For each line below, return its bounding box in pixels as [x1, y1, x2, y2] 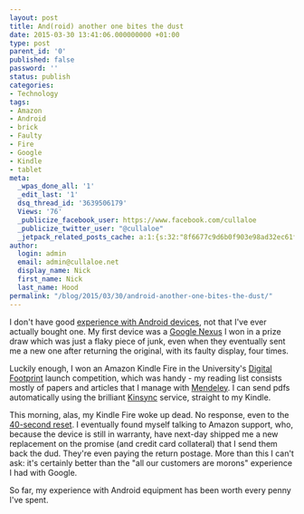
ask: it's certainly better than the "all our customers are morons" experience [9, 457, 292, 468]
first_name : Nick [17, 275, 83, 284]
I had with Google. [9, 467, 78, 478]
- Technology [9, 89, 59, 98]
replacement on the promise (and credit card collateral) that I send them [9, 438, 278, 449]
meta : [9, 173, 30, 182]
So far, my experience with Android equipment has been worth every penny [9, 484, 291, 495]
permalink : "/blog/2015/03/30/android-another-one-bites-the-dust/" [9, 291, 273, 300]
